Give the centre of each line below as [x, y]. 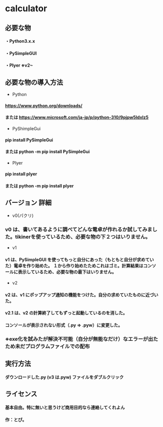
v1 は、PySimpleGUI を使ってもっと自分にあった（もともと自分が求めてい [80, 260]
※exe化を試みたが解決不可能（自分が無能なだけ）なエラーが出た [81, 339]
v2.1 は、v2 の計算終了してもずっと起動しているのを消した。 [66, 313]
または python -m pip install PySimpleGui [47, 152]
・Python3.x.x [20, 41]
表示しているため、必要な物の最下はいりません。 [67, 272]
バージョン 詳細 [28, 203]
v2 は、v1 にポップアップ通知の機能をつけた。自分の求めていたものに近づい [82, 295]
